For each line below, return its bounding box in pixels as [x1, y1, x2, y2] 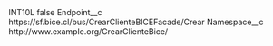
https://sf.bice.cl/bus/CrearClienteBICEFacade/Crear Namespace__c [8, 16, 264, 27]
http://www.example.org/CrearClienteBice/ [8, 26, 169, 37]
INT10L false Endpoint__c [8, 7, 102, 17]
